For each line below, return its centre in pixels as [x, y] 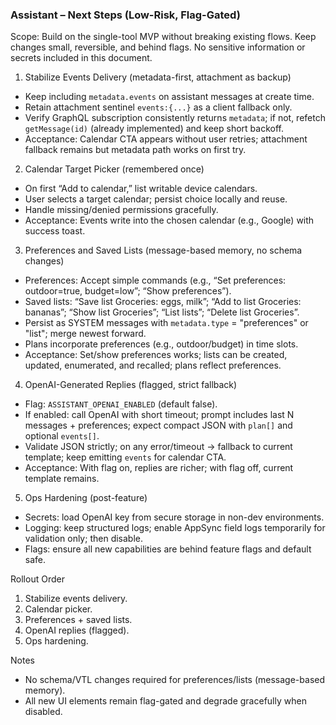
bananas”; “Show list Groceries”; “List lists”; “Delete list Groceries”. [162, 312]
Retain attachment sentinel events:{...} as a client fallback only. [158, 107]
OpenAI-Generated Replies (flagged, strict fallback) [131, 385]
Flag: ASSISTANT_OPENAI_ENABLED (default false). [121, 404]
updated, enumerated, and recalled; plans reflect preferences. [153, 365]
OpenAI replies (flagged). [77, 630]
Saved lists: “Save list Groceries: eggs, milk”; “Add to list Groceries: [163, 302]
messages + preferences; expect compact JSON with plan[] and [158, 425]
